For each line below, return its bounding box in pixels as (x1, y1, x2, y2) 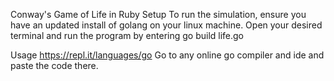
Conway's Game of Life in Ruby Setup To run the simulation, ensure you (10, 9, 307, 20)
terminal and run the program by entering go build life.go (10, 30, 245, 41)
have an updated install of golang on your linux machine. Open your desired (10, 19, 323, 31)
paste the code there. (10, 60, 99, 71)
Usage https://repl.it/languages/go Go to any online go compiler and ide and (10, 49, 325, 61)
